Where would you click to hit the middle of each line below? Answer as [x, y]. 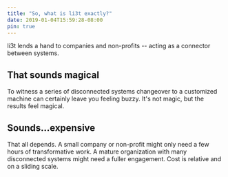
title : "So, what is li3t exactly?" [60, 13]
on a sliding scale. [33, 166]
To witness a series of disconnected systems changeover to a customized [112, 92]
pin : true [21, 26]
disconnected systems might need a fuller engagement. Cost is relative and [114, 159]
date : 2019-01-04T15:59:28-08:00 [55, 20]
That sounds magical [53, 75]
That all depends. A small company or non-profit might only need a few [108, 144]
